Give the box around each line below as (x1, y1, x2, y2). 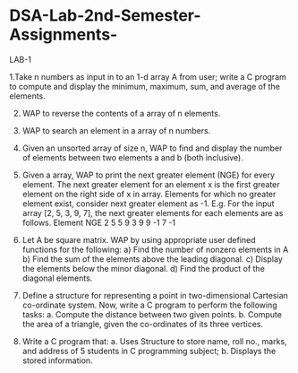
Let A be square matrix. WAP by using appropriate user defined (21, 234, 257, 245)
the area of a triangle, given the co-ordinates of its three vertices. (21, 318, 264, 329)
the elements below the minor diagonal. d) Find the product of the (21, 263, 266, 273)
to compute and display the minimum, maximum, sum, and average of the (9, 81, 280, 91)
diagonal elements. (21, 273, 93, 283)
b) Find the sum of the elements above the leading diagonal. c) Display (21, 253, 284, 265)
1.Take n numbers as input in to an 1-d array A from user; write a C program (9, 71, 286, 82)
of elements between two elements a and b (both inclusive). (21, 152, 243, 162)
